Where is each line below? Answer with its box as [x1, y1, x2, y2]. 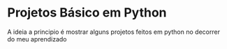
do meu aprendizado [7, 35, 67, 43]
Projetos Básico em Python [7, 5, 167, 21]
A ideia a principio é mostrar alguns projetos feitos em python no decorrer [7, 28, 220, 36]
